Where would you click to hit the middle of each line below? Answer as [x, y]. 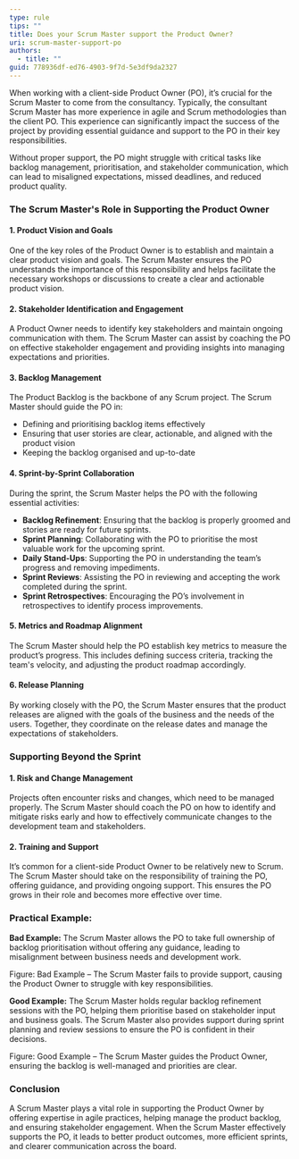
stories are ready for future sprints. [87, 529]
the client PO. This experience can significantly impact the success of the [144, 121]
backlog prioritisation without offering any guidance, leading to [125, 947]
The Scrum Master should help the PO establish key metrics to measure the [148, 645]
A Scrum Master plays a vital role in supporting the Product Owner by [137, 1108]
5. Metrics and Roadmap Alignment [76, 626]
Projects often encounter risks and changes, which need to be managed [142, 798]
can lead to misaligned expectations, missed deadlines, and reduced [135, 176]
